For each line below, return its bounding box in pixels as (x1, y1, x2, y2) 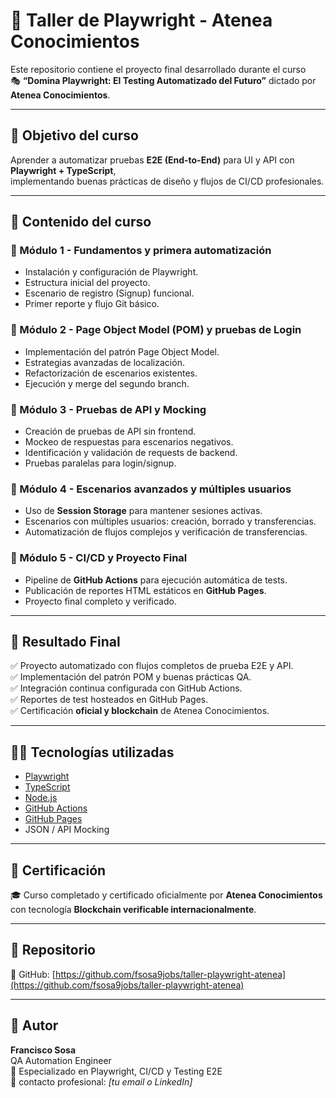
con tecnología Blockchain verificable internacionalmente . (10, 904, 257, 916)
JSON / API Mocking (24, 824, 110, 836)
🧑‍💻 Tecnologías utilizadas (10, 744, 175, 761)
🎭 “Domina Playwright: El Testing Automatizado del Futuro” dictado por (10, 74, 317, 86)
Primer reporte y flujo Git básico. (24, 298, 160, 310)
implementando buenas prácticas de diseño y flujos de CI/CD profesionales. (10, 175, 325, 187)
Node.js (24, 792, 58, 804)
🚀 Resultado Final (10, 634, 121, 651)
